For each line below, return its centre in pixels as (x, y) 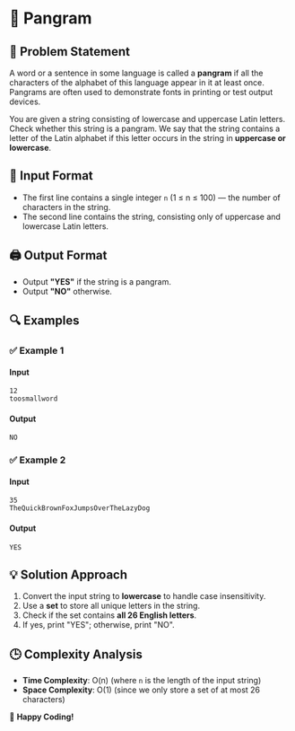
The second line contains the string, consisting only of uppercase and (151, 216)
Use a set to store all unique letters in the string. (111, 606)
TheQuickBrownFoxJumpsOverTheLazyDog (80, 508)
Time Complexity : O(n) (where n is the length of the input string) (142, 681)
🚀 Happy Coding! (42, 717)
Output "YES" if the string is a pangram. (97, 281)
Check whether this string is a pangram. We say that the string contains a (145, 128)
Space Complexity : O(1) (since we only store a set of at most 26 (141, 690)
